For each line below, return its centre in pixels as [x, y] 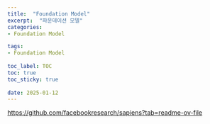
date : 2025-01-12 [33, 93]
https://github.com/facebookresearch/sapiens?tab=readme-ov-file [105, 113]
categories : [25, 27]
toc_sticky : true [33, 79]
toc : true [22, 73]
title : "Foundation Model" [49, 14]
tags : [15, 47]
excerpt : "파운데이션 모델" [45, 21]
